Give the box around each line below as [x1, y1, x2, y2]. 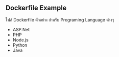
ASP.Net [12, 26, 30, 32]
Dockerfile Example [5, 4, 67, 12]
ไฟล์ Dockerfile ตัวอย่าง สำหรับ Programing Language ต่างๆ [5, 17, 115, 22]
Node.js [12, 37, 29, 43]
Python [12, 42, 27, 48]
